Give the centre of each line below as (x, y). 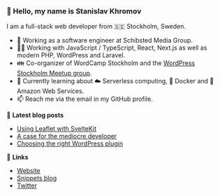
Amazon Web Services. (50, 91)
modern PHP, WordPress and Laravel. (71, 55)
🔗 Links (17, 157)
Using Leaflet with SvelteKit (57, 129)
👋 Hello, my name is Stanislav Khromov (74, 11)
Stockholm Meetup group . (54, 73)
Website (29, 171)
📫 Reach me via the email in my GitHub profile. (85, 99)
